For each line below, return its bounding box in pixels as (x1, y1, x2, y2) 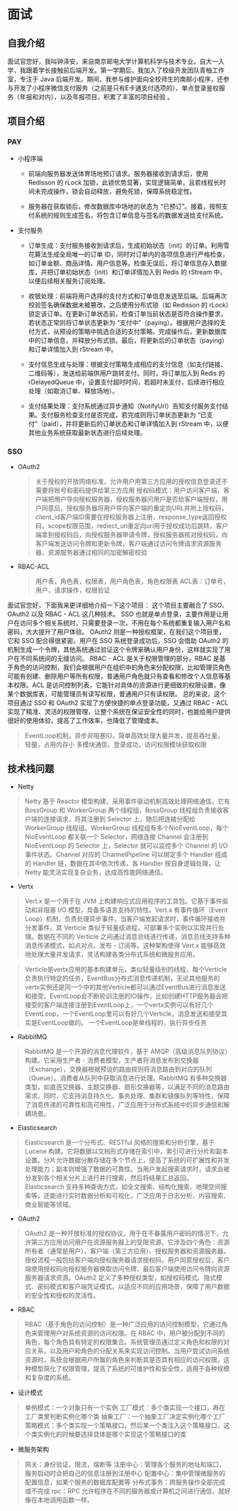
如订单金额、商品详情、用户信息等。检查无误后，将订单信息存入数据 (28, 258, 227, 267)
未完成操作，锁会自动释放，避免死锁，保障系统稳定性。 (34, 187, 196, 195)
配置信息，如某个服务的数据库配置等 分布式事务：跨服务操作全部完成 (24, 1478, 225, 1486)
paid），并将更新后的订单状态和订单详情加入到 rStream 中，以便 (43, 419, 229, 428)
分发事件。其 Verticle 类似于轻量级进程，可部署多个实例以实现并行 (24, 923, 218, 932)
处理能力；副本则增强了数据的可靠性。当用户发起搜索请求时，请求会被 (24, 1165, 230, 1173)
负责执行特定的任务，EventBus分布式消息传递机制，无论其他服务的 (24, 974, 220, 982)
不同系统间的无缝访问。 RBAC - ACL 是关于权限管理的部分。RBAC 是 (19, 654, 220, 662)
